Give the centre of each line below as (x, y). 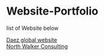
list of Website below (33, 28)
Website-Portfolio (52, 11)
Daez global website (32, 40)
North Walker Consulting (37, 46)
